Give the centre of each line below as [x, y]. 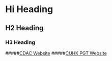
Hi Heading [29, 9]
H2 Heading [24, 28]
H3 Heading [20, 42]
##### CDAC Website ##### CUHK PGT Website [56, 53]
